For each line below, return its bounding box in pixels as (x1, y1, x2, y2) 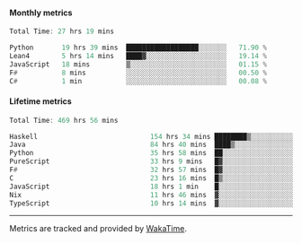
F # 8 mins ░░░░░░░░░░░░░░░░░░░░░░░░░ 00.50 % (9, 68, 268, 77)
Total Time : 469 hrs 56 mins (9, 116, 119, 125)
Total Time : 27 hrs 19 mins (9, 27, 115, 36)
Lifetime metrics (9, 96, 72, 107)
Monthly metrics (9, 7, 73, 18)
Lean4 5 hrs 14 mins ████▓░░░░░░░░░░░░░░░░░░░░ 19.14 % (9, 51, 268, 60)
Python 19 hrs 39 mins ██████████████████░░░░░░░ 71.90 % (9, 43, 268, 53)
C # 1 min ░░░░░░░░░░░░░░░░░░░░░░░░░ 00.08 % (9, 76, 268, 85)
